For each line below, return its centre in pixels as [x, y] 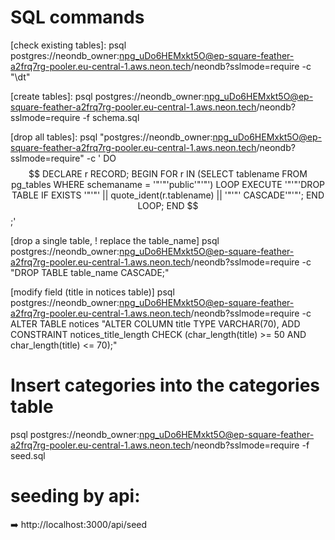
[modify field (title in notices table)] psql [92, 292]
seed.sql [28, 455]
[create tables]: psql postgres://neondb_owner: [107, 96]
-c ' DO [101, 158]
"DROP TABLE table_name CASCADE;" [90, 272]
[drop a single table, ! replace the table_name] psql [115, 240]
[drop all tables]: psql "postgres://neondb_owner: [111, 137]
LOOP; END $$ [168, 205]
